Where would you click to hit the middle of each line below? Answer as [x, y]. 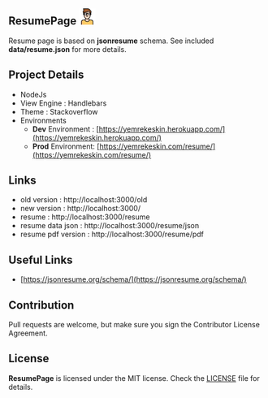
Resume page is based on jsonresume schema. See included [111, 41]
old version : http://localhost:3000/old [84, 200]
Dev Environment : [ [65, 129]
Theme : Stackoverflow [59, 111]
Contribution [41, 305]
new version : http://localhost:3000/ [80, 209]
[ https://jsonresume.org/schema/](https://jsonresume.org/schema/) [133, 279]
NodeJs [33, 94]
